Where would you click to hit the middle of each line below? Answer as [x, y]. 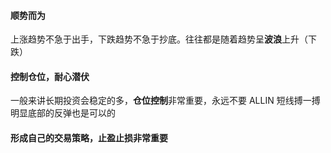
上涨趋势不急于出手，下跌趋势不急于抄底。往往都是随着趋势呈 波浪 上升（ [159, 39]
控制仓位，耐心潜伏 [50, 76]
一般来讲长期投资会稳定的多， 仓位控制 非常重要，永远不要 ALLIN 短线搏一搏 [165, 101]
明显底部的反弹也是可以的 [63, 113]
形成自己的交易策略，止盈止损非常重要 [89, 138]
